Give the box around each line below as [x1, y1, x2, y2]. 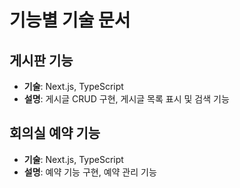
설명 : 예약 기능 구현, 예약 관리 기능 [23, 166, 157, 178]
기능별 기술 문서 [9, 9, 131, 32]
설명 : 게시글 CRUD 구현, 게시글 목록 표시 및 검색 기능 [23, 93, 230, 105]
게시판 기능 [9, 52, 74, 69]
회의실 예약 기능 [9, 125, 101, 142]
